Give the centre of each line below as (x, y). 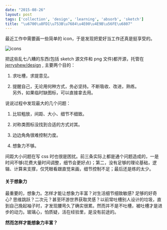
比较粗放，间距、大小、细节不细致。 (50, 114)
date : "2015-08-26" (25, 10)
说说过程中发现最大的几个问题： (38, 103)
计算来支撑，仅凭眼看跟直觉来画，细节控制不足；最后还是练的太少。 (83, 169)
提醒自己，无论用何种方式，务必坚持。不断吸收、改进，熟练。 (76, 86)
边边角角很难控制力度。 (36, 135)
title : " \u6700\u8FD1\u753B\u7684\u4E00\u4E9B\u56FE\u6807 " (69, 24)
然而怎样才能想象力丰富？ (31, 222)
